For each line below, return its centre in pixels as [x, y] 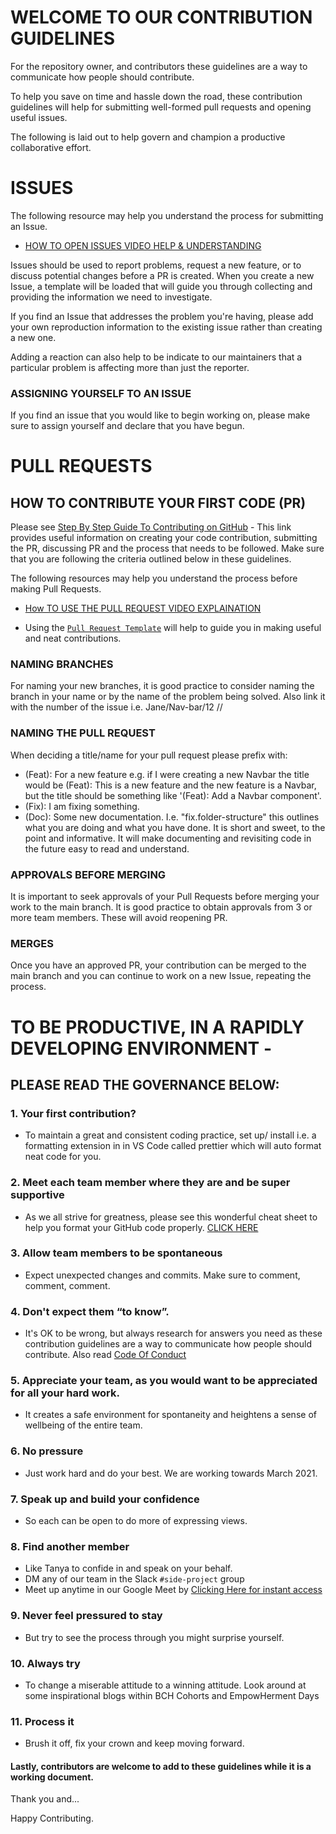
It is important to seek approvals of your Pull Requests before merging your [165, 897]
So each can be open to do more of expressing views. [136, 1521]
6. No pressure [47, 1451]
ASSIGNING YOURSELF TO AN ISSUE [101, 393]
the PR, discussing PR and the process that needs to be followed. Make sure [167, 548]
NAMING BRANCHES [62, 664]
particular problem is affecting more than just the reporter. [130, 367]
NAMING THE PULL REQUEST [83, 733]
